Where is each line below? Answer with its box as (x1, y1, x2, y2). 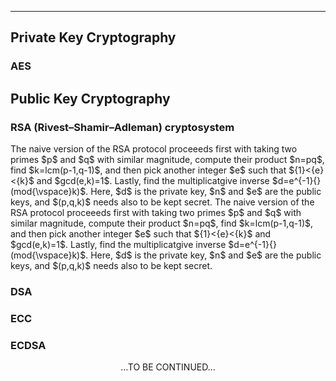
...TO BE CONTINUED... (120, 361, 216, 373)
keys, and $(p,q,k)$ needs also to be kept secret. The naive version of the (10, 196, 315, 208)
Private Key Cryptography (10, 29, 177, 46)
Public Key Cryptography (10, 90, 171, 107)
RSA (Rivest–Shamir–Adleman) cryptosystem (10, 120, 235, 134)
